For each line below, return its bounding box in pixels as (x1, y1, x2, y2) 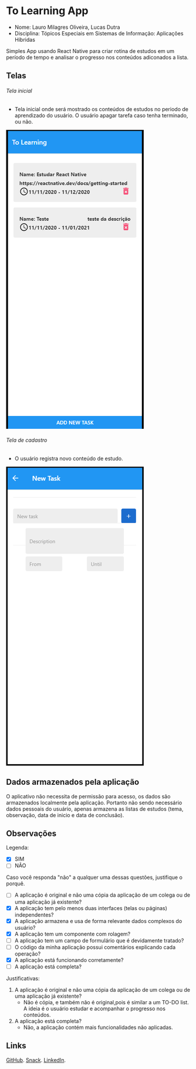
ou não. (14, 118, 33, 125)
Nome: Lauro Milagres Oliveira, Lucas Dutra (14, 24, 120, 31)
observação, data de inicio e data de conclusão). (6, 811, 124, 818)
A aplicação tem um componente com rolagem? (14, 930, 131, 937)
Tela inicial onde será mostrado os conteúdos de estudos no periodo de (14, 105, 189, 112)
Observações (6, 828, 57, 838)
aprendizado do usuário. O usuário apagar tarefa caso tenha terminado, (14, 112, 188, 119)
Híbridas (14, 36, 35, 43)
